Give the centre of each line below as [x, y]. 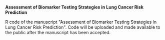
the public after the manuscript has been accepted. [58, 32]
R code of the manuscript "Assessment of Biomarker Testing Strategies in [81, 22]
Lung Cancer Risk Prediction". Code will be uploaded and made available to [83, 27]
